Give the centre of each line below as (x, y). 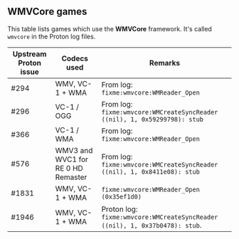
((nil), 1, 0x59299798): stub (153, 119)
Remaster (71, 177)
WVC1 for (72, 159)
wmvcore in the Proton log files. (52, 36)
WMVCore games (47, 12)
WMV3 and (74, 150)
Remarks (165, 63)
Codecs (75, 58)
